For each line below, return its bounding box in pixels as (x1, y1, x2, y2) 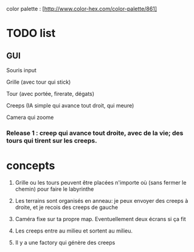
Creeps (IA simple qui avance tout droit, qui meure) (6, 102, 134, 109)
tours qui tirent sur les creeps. (6, 136, 97, 145)
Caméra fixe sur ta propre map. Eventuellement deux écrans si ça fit (15, 215, 186, 222)
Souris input (6, 67, 36, 73)
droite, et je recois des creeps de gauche (15, 203, 119, 211)
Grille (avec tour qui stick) (6, 78, 71, 86)
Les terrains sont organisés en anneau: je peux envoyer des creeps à (15, 197, 189, 204)
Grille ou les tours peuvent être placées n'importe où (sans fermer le (15, 179, 187, 186)
